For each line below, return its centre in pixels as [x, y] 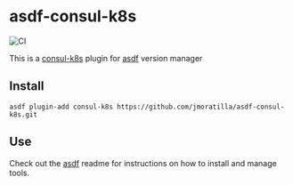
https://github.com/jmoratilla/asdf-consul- [201, 107]
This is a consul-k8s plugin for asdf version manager [106, 58]
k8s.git [24, 114]
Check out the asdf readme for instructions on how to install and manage [143, 163]
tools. [20, 173]
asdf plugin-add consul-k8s [61, 107]
